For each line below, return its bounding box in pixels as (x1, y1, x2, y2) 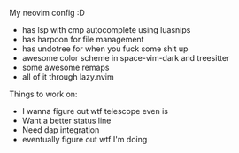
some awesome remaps (21, 62, 110, 73)
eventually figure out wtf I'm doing (21, 134, 148, 144)
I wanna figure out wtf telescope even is (21, 106, 168, 116)
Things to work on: (9, 88, 78, 99)
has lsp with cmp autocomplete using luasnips (21, 25, 191, 34)
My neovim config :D (9, 8, 86, 18)
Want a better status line (21, 115, 112, 126)
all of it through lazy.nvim (21, 72, 115, 82)
